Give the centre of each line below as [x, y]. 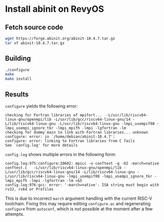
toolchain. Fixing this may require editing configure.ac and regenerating [78, 204]
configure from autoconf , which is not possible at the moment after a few [79, 209]
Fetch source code [34, 27]
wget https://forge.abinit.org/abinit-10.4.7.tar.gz [60, 38]
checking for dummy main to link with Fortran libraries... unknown [77, 132]
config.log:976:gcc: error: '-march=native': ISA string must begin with [82, 185]
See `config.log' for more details [41, 145]
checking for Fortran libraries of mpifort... [54, 115]
